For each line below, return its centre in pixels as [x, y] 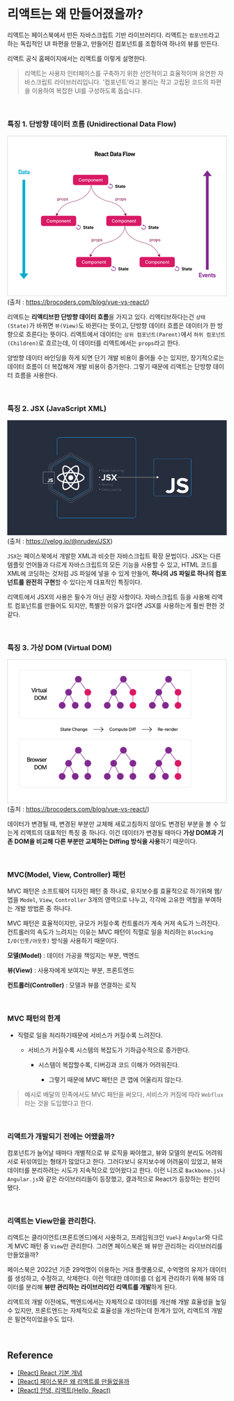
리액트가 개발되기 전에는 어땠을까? [61, 1136]
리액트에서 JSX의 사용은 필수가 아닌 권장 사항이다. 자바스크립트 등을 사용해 [109, 597]
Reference [30, 1355]
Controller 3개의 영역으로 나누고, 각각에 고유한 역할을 [129, 900]
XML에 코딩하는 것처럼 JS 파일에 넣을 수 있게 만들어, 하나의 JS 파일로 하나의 [111, 573]
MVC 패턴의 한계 [34, 1018]
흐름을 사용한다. [36, 375]
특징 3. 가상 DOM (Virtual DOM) [60, 648]
